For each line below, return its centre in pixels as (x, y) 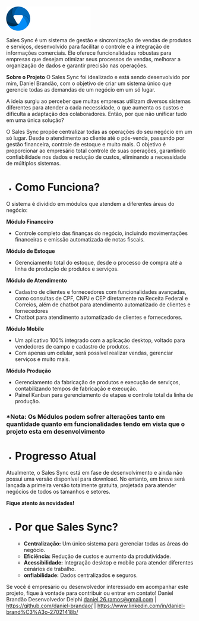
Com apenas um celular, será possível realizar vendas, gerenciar (94, 353)
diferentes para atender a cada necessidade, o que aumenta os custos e (95, 107)
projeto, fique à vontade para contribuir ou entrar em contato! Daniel (90, 593)
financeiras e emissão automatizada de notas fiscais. (80, 239)
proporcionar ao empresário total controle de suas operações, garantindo (96, 150)
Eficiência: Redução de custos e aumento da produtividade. (97, 556)
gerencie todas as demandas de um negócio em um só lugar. (81, 90)
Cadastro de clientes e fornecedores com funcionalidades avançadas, (101, 291)
